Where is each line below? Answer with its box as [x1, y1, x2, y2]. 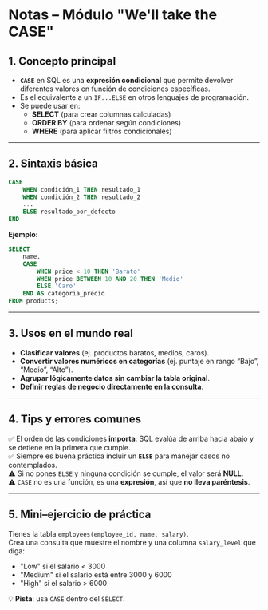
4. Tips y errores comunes [8, 413, 142, 426]
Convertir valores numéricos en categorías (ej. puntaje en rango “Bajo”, [19, 356, 259, 366]
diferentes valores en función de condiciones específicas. [19, 84, 211, 93]
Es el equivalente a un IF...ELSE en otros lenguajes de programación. [19, 93, 250, 101]
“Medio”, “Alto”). [19, 365, 73, 374]
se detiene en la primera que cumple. [8, 442, 131, 452]
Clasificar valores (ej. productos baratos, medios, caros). [19, 347, 210, 357]
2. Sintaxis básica [8, 157, 98, 171]
